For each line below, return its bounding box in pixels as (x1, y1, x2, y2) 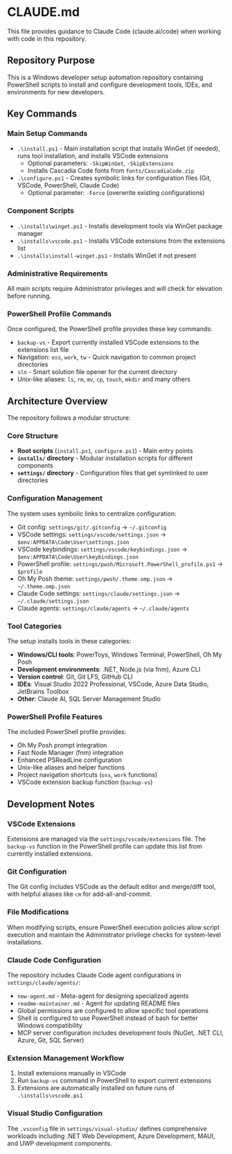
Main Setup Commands (7, 129, 88, 139)
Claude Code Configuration (7, 955, 102, 965)
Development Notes (7, 798, 95, 810)
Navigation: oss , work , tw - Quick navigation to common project (17, 353, 196, 362)
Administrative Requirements (7, 269, 108, 278)
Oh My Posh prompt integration (17, 741, 107, 749)
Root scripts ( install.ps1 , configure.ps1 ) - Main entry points (17, 447, 193, 455)
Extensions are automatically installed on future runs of (17, 1084, 175, 1092)
